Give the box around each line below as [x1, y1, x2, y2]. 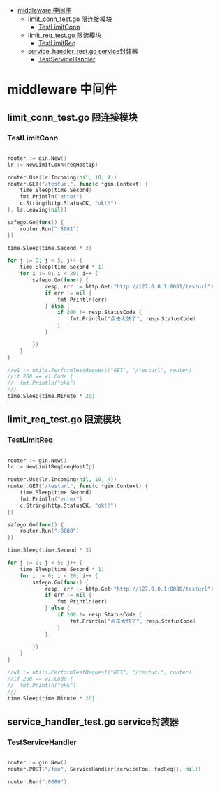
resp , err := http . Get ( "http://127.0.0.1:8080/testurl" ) [44, 585, 214, 592]
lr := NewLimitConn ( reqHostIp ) [7, 161, 98, 168]
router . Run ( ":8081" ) [20, 226, 80, 232]
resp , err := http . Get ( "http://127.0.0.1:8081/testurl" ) [44, 283, 214, 290]
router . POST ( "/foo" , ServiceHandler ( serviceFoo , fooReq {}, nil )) [7, 766, 201, 773]
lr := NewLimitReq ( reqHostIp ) [7, 464, 96, 471]
